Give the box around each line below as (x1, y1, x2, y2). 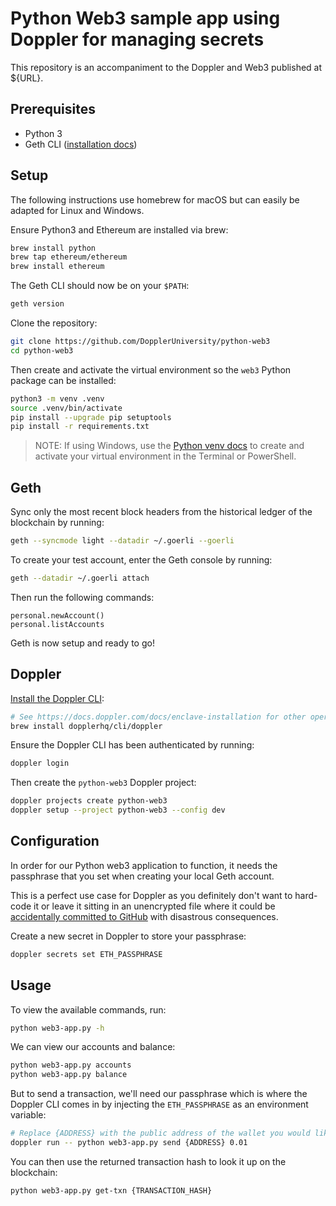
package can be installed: (10, 374, 117, 386)
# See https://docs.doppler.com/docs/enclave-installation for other (10, 712, 307, 722)
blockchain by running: (10, 517, 105, 529)
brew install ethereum (10, 262, 105, 272)
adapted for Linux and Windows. (10, 204, 145, 216)
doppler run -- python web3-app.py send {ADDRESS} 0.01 (10, 1138, 248, 1148)
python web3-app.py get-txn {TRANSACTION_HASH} (10, 1185, 213, 1196)
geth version (10, 299, 65, 309)
